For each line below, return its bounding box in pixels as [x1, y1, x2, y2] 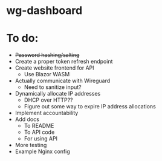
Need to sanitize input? [24, 84, 82, 91]
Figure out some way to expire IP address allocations [24, 103, 156, 110]
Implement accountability [15, 110, 79, 117]
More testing [15, 142, 47, 149]
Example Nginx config [15, 148, 71, 155]
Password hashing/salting [15, 51, 80, 59]
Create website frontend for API [15, 64, 95, 71]
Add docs [15, 116, 39, 123]
